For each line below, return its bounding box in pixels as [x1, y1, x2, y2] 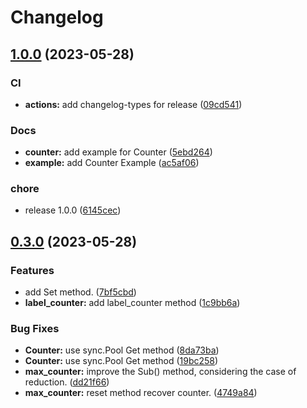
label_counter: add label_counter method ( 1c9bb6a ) [24, 297, 241, 309]
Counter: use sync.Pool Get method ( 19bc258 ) [24, 355, 219, 367]
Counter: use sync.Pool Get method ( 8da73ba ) [24, 344, 220, 356]
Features [10, 263, 55, 277]
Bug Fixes [10, 322, 60, 336]
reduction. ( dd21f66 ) [24, 376, 110, 388]
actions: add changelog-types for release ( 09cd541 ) [24, 98, 243, 110]
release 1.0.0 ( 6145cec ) [24, 204, 122, 216]
